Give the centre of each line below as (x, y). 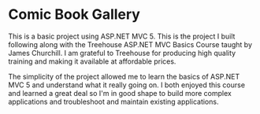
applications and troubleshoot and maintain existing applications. (113, 101)
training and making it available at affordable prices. (92, 61)
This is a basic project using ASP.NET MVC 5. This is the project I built (122, 36)
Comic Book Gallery (74, 15)
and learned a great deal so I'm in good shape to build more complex (120, 93)
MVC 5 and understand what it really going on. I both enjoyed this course (127, 85)
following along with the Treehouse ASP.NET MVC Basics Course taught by (130, 44)
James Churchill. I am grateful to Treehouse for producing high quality (122, 53)
